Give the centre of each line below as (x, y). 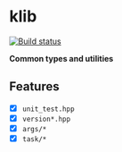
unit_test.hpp (48, 109)
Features (34, 87)
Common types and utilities (61, 58)
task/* (34, 139)
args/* (34, 129)
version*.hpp (46, 119)
